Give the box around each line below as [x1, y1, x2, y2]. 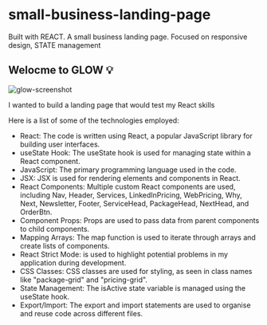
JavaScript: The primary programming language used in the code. [19, 165, 237, 174]
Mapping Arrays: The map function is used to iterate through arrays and [19, 233, 257, 242]
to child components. [19, 224, 90, 233]
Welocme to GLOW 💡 [8, 64, 114, 77]
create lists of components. [19, 241, 110, 250]
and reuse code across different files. [19, 308, 143, 318]
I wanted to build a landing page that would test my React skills [8, 100, 215, 109]
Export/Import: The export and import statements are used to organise [19, 300, 251, 310]
